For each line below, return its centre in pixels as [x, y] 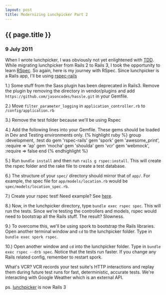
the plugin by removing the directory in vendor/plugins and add [70, 91]
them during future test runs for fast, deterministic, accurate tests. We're [80, 272]
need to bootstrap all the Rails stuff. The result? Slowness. [65, 216]
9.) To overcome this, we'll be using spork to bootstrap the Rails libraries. [80, 226]
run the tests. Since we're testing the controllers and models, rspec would [81, 211]
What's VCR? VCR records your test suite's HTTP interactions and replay [80, 267]
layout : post [19, 10]
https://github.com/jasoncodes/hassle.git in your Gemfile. [67, 96]
